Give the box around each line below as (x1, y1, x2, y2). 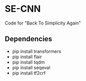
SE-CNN (5, 3, 41, 15)
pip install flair (12, 53, 42, 60)
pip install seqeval (12, 64, 51, 70)
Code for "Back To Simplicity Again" (5, 20, 81, 26)
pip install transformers (12, 48, 61, 54)
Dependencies (5, 35, 52, 43)
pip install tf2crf (12, 70, 46, 76)
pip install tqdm (12, 59, 45, 65)
